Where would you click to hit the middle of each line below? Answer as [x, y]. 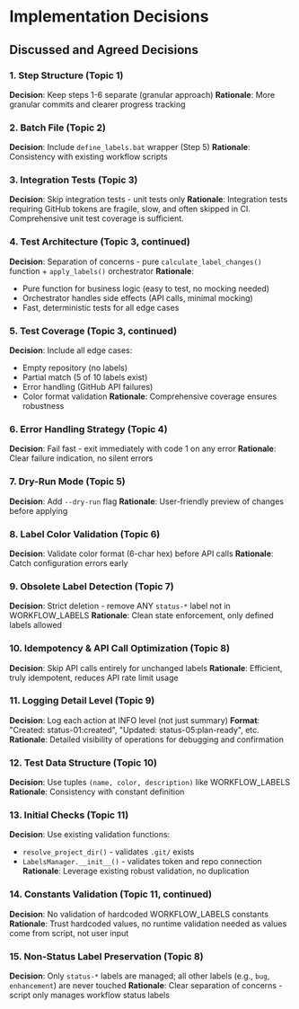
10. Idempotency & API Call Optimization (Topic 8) [120, 649]
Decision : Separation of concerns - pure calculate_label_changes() [136, 261]
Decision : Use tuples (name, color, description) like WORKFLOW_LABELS [150, 783]
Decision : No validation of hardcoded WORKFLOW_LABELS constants [139, 914]
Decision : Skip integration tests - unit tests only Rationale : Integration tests [149, 199]
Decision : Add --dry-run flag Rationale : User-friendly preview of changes [147, 501]
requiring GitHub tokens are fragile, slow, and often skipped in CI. [130, 209]
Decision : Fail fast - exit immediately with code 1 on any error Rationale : [143, 449]
